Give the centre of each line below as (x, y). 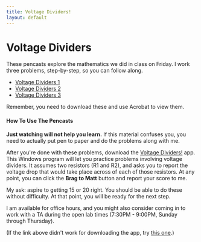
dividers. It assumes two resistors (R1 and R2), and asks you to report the (97, 165)
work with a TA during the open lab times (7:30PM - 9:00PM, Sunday (92, 214)
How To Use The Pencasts (40, 121)
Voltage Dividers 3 (38, 95)
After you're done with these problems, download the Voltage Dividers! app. (101, 152)
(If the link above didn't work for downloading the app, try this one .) (90, 232)
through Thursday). (30, 221)
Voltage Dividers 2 (38, 89)
